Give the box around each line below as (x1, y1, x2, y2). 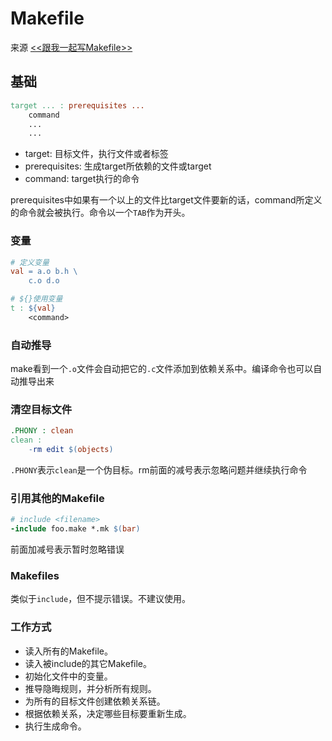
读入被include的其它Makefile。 (24, 657, 153, 669)
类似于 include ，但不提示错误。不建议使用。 (10, 593, 192, 605)
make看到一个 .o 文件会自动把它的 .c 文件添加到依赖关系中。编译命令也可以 (10, 363, 314, 375)
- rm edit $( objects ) (28, 445, 114, 455)
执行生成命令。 (24, 720, 87, 732)
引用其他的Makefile (10, 491, 105, 505)
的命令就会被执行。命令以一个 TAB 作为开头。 (10, 207, 191, 219)
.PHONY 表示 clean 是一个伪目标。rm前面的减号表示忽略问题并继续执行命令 (10, 464, 308, 476)
